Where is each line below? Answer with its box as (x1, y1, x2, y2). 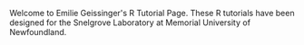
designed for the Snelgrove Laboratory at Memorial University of (9, 17, 251, 28)
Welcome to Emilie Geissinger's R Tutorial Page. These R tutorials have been (9, 8, 295, 18)
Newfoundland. (9, 27, 67, 37)
